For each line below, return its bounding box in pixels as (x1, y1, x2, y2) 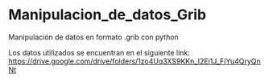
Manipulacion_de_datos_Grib (8, 6, 207, 24)
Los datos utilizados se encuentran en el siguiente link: (8, 47, 191, 57)
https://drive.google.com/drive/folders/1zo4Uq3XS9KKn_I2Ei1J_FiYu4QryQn (8, 56, 262, 66)
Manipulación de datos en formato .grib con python (8, 32, 179, 42)
